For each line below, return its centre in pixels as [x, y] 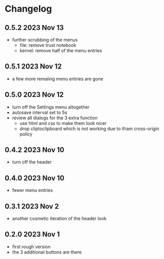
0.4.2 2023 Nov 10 [34, 150]
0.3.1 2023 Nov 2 [32, 206]
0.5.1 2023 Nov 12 [33, 67]
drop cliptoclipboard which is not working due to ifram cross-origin [90, 128]
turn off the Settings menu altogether [51, 107]
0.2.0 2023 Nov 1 [32, 234]
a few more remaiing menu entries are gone [57, 79]
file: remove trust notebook [48, 45]
